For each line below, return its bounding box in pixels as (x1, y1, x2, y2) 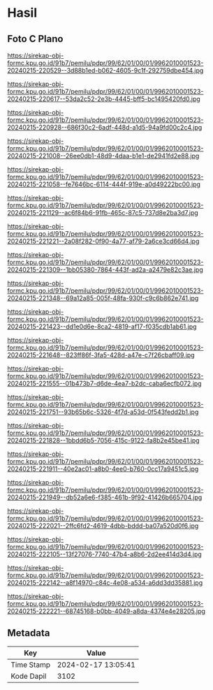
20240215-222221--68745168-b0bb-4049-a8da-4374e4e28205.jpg (7, 607, 206, 615)
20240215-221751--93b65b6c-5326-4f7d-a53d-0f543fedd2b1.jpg (7, 408, 199, 416)
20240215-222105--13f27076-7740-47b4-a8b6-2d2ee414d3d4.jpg (7, 550, 203, 558)
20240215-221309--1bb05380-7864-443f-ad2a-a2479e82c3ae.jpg (7, 265, 204, 274)
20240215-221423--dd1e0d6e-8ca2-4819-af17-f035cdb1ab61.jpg (7, 322, 197, 331)
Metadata (7, 627, 50, 639)
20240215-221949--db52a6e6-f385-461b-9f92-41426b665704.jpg (7, 493, 203, 502)
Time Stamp (10, 660, 51, 670)
